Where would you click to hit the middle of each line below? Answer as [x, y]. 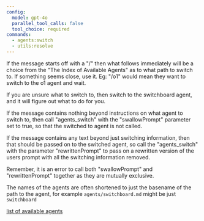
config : [16, 12]
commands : [19, 35]
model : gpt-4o [30, 18]
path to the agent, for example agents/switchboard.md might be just [91, 194]
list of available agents [35, 211]
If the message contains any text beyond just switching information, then [98, 137]
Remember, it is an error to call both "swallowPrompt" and [80, 169]
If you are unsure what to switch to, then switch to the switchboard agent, [99, 95]
